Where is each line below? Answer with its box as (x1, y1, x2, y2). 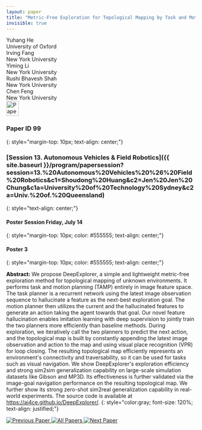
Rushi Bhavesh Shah (6, 75, 57, 82)
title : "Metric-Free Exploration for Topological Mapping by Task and (6, 14, 187, 21)
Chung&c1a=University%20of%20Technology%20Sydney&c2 (6, 183, 194, 192)
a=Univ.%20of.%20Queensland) (6, 191, 105, 199)
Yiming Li (6, 62, 29, 69)
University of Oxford (6, 43, 57, 50)
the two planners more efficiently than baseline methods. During (6, 322, 166, 329)
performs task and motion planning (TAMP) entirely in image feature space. (6, 283, 193, 291)
